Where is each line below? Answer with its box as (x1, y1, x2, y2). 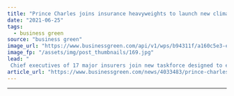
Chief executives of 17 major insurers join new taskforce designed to (10, 62, 223, 69)
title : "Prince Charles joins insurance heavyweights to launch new (7, 10, 210, 17)
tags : (7, 23, 23, 30)
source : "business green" (7, 36, 82, 43)
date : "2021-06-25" (7, 17, 64, 24)
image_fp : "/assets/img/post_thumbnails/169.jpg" (7, 49, 155, 56)
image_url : (7, 42, 39, 49)
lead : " (7, 56, 30, 63)
